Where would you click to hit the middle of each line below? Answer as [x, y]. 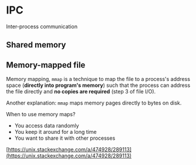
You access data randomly [47, 126]
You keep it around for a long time [55, 132]
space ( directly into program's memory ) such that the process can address [98, 85]
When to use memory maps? [41, 115]
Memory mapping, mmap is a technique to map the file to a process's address [98, 79]
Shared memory [36, 45]
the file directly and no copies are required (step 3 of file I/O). [81, 92]
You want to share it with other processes [65, 138]
